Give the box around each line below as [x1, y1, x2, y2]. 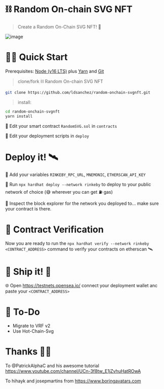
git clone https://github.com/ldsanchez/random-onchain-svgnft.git [5, 90, 151, 95]
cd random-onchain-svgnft [5, 109, 60, 114]
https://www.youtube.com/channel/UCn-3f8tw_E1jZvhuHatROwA [5, 368, 141, 374]
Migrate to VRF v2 [12, 323, 51, 329]
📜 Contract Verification [5, 224, 104, 235]
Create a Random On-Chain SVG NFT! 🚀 [17, 23, 101, 30]
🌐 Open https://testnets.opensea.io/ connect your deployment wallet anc [5, 282, 158, 289]
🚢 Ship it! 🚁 [5, 266, 52, 277]
